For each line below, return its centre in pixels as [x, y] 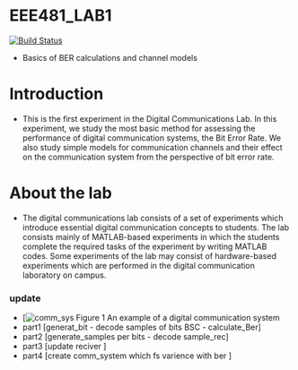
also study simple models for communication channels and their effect [152, 147]
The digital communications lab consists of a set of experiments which [153, 218]
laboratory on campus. [64, 275]
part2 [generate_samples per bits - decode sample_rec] [125, 337]
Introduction [57, 94]
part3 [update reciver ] [64, 347]
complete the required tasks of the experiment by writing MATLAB [145, 246]
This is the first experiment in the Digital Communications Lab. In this [149, 118]
